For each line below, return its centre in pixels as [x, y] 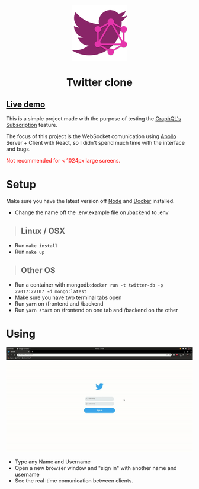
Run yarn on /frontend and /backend [59, 303]
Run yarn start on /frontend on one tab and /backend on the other [96, 310]
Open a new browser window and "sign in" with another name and [96, 468]
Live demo [26, 104]
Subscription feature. [32, 125]
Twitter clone [99, 83]
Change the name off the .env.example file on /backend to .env [92, 212]
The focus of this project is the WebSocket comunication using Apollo [91, 136]
